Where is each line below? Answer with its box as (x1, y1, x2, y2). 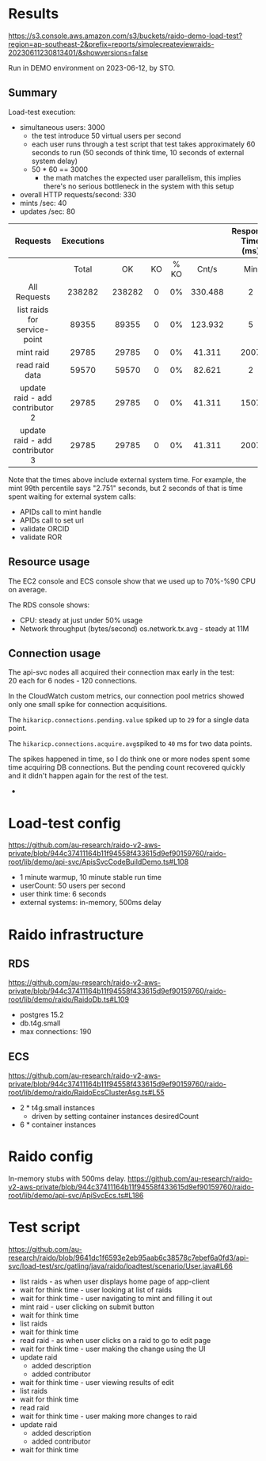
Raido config (8, 1147, 93, 1166)
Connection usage (8, 646, 101, 660)
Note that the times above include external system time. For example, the (8, 474, 247, 484)
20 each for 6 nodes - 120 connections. (8, 676, 137, 686)
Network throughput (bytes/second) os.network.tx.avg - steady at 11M (19, 623, 249, 633)
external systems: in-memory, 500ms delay (19, 898, 162, 907)
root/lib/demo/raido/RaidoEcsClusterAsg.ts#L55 (8, 1088, 165, 1098)
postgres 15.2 (19, 1010, 64, 1020)
